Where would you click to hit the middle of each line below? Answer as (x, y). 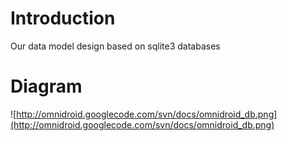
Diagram (46, 86)
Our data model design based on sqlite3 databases (115, 46)
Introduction (63, 18)
